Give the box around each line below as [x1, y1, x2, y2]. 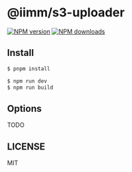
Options [7, 102, 42, 114]
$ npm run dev [7, 77, 48, 85]
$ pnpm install [7, 65, 51, 72]
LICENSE [7, 141, 46, 152]
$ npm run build [7, 84, 53, 91]
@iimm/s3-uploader [7, 5, 125, 20]
